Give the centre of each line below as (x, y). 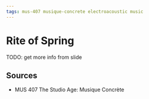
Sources (22, 75)
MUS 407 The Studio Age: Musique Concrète (69, 90)
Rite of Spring (40, 40)
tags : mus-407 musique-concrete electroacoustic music (75, 11)
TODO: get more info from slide (44, 57)
